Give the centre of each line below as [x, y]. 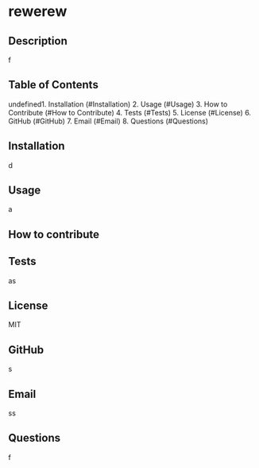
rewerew [38, 12]
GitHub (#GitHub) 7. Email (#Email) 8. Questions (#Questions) [108, 121]
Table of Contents [54, 85]
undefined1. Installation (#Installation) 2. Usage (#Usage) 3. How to [118, 104]
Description [38, 41]
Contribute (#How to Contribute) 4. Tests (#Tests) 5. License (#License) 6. [130, 112]
